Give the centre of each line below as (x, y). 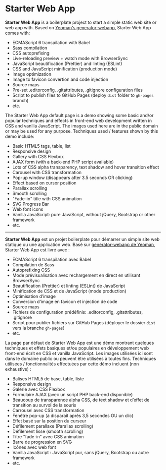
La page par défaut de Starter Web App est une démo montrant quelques (80, 343)
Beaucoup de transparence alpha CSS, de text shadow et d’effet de (81, 400)
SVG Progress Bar (31, 204)
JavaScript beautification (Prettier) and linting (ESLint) (67, 63)
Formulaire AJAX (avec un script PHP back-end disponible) (72, 394)
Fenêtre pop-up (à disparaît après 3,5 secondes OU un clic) (73, 415)
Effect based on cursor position (44, 183)
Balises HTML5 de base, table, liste (48, 379)
